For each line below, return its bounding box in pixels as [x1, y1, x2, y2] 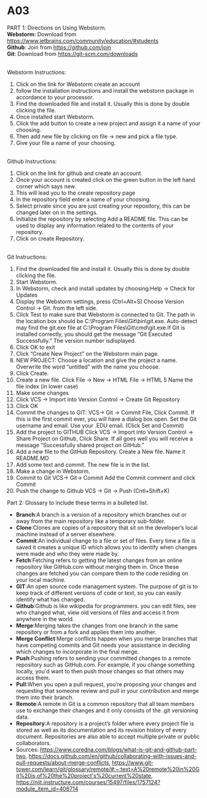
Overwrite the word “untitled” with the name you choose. [15, 363, 160, 370]
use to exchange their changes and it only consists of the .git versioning [15, 706, 198, 714]
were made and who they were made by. [15, 550, 119, 557]
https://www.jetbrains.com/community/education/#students [7, 37, 158, 44]
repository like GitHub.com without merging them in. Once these [15, 563, 179, 570]
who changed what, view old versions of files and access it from [15, 609, 179, 616]
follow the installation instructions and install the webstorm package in [15, 87, 194, 94]
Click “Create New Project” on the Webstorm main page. [15, 350, 159, 357]
